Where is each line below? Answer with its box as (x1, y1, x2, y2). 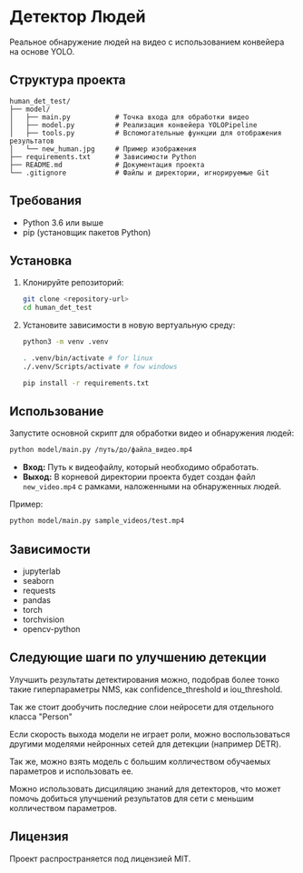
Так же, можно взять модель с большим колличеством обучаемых (9, 756, 271, 767)
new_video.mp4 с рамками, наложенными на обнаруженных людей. (22, 481, 282, 492)
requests (22, 585, 56, 596)
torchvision (22, 614, 65, 625)
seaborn (22, 576, 54, 586)
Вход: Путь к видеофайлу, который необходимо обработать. (22, 462, 259, 473)
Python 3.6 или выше (22, 216, 104, 228)
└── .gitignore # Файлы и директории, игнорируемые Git (9, 168, 270, 177)
